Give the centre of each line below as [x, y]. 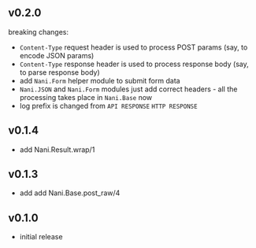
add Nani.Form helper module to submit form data [100, 80]
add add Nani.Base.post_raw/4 [70, 193]
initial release [41, 237]
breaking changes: [39, 31]
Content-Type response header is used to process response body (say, [134, 64]
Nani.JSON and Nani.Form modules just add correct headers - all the [128, 89]
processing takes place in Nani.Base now [86, 97]
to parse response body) [59, 72]
